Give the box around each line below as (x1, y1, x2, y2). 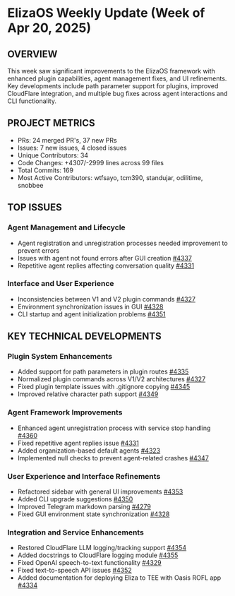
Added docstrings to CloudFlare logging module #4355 (17, 551, 179, 559)
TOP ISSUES (7, 201, 62, 213)
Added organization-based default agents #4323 (17, 446, 161, 455)
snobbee (17, 181, 44, 189)
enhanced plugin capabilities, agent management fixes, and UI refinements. (7, 74, 227, 83)
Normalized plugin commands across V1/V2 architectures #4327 (17, 375, 206, 383)
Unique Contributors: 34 (17, 150, 89, 160)
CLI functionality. (7, 97, 56, 105)
